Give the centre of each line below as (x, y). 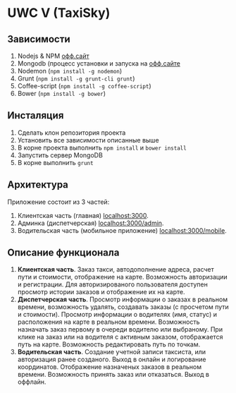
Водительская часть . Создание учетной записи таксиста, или (112, 352)
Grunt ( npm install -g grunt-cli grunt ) (76, 78)
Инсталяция (36, 115)
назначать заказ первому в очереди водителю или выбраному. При (120, 329)
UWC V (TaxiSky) (59, 13)
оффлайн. (32, 382)
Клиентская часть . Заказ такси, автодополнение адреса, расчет (116, 270)
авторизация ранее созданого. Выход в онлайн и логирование (112, 359)
